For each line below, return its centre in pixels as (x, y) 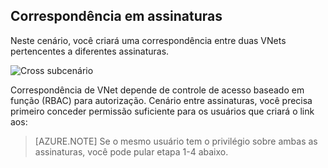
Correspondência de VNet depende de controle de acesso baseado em (157, 90)
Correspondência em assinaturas (116, 16)
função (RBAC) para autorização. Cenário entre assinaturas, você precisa (161, 100)
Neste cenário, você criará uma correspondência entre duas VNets (148, 40)
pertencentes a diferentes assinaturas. (90, 51)
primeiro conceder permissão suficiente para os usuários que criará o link (162, 111)
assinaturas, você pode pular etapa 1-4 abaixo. (131, 151)
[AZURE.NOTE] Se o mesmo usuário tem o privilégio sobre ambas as (176, 141)
